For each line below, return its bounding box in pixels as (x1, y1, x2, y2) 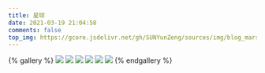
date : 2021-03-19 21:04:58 (8, 19, 97, 27)
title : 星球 (8, 11, 45, 20)
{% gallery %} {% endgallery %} (8, 56, 173, 65)
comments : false (8, 26, 62, 34)
